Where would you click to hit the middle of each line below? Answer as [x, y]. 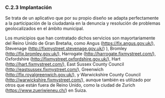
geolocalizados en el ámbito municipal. [45, 29]
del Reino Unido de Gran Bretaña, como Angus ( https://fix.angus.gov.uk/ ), [80, 43]
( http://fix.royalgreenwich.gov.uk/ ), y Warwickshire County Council [73, 75]
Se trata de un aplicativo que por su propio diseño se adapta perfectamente [82, 18]
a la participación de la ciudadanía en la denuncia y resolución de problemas [83, 23]
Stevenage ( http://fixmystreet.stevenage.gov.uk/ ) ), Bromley [66, 49]
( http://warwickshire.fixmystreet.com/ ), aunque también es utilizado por [78, 80]
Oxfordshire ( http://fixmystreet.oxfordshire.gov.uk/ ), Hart [63, 59]
